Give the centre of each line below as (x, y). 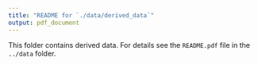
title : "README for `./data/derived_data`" (81, 15)
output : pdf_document (44, 23)
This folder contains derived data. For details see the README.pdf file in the (129, 45)
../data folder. (32, 53)
